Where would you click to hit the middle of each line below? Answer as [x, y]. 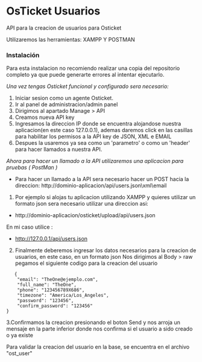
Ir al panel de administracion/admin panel [66, 104]
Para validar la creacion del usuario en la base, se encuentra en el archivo [98, 347]
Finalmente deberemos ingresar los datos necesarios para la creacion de [106, 250]
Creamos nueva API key [45, 117]
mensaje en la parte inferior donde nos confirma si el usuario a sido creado [99, 329]
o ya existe [20, 335]
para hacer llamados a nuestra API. [58, 150]
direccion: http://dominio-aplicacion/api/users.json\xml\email [91, 186]
